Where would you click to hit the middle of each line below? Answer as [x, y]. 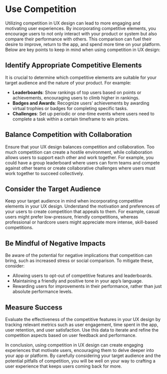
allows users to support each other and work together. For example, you [79, 157]
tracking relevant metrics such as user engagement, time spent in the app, [82, 324]
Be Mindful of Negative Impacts [55, 243]
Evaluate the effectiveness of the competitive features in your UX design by [83, 319]
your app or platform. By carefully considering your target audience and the [83, 355]
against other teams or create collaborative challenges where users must [80, 168]
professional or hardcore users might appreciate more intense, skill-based [81, 222]
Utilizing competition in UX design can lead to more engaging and [73, 23]
